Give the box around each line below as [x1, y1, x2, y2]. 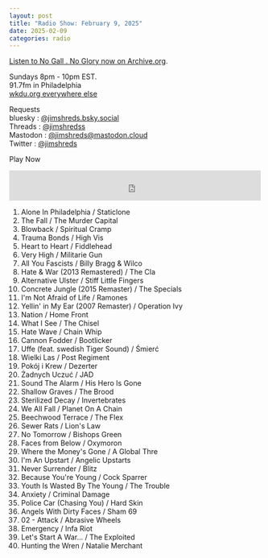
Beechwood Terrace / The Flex [20, 412, 124, 423]
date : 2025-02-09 [9, 27, 68, 35]
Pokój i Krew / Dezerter [20, 362, 98, 371]
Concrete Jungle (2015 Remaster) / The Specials [20, 284, 183, 294]
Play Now [9, 155, 41, 164]
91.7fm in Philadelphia [9, 81, 82, 90]
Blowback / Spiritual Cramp [20, 225, 112, 234]
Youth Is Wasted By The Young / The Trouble [20, 481, 170, 491]
